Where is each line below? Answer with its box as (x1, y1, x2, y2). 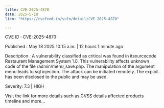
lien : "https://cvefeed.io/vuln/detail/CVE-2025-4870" (5, 16, 119, 21)
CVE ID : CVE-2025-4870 (5, 34, 57, 40)
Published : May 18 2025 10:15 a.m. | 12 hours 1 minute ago (5, 44, 123, 50)
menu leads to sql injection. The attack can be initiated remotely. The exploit (5, 69, 159, 75)
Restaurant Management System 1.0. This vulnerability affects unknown (5, 58, 149, 64)
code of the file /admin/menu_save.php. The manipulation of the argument (5, 63, 155, 69)
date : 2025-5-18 (5, 12, 38, 17)
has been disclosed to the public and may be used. (5, 74, 108, 80)
